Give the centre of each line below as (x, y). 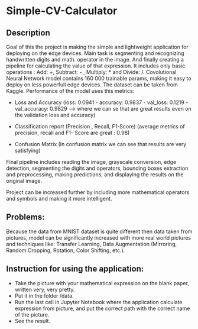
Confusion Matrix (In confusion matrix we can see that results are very (100, 144)
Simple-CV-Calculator (62, 11)
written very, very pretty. (45, 289)
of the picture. (32, 314)
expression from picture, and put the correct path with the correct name (102, 308)
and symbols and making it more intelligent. (59, 199)
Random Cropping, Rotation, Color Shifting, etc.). (66, 250)
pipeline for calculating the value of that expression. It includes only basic (96, 66)
